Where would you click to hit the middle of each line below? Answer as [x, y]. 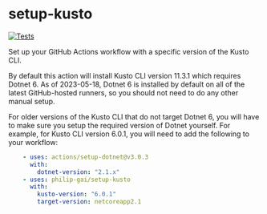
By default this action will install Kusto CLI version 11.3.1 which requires [125, 75]
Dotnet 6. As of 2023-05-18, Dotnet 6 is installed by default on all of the [127, 84]
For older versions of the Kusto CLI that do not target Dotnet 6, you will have [134, 116]
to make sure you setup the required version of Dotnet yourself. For [119, 125]
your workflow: [33, 142]
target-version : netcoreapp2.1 [89, 202]
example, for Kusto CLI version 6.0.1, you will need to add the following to [129, 134]
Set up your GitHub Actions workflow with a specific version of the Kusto [129, 51]
